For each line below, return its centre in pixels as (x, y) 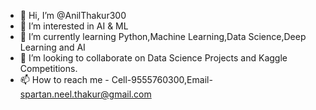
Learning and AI (52, 47)
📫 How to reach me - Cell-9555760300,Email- (116, 79)
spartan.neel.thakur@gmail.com (85, 94)
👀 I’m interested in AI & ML (74, 26)
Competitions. (48, 68)
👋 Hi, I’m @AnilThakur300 (73, 15)
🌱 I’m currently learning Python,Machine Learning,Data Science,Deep (163, 36)
